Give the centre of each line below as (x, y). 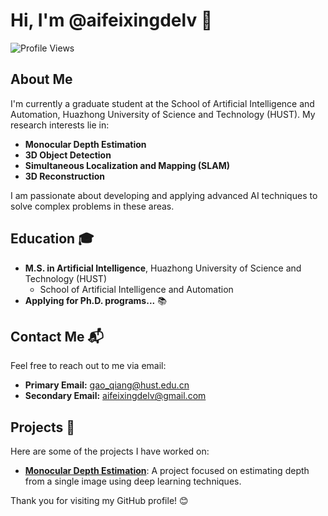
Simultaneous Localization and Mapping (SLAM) (127, 165)
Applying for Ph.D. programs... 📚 (95, 300)
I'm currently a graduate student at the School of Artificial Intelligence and (162, 103)
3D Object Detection (68, 155)
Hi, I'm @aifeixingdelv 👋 (111, 20)
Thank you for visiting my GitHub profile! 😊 (99, 501)
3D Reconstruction (65, 176)
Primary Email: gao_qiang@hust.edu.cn (107, 385)
